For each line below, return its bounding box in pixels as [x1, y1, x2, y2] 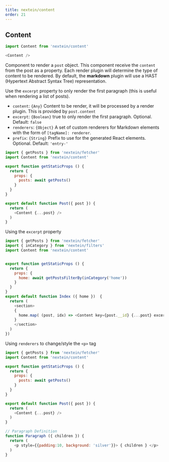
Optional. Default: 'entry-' [12, 140, 68, 146]
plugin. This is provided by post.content [12, 109, 96, 115]
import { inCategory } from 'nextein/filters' [5, 243, 105, 248]
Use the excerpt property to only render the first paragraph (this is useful [5, 88, 157, 94]
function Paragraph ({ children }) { [5, 433, 84, 439]
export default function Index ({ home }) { [5, 294, 102, 299]
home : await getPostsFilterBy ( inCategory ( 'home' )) [18, 275, 127, 281]
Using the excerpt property [5, 229, 61, 235]
